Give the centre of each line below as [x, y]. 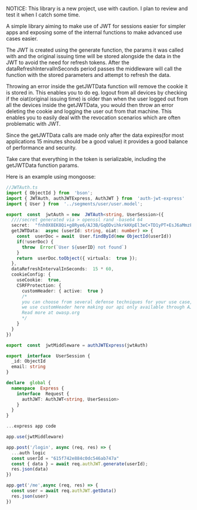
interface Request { [43, 394]
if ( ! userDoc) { [35, 241]
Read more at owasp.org [51, 313]
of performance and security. [42, 147]
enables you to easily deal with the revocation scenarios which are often [93, 118]
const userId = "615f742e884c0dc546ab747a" [65, 458]
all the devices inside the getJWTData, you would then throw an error [90, 105]
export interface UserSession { [48, 356]
